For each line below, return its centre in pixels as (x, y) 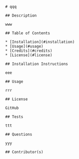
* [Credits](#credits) (29, 51)
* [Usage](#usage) (24, 46)
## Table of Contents (28, 33)
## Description (21, 16)
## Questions (19, 134)
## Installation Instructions (37, 64)
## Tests (14, 117)
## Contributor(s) (24, 152)
